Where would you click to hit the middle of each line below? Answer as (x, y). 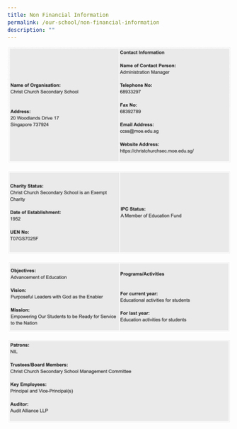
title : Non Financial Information (58, 15)
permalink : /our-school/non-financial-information (83, 22)
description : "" (31, 30)
